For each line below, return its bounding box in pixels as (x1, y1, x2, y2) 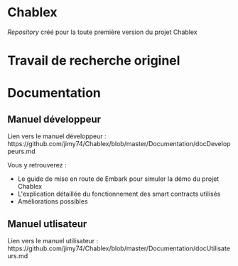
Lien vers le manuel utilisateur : (7, 236, 99, 245)
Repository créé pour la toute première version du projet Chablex (7, 28, 198, 36)
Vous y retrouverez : (7, 161, 67, 170)
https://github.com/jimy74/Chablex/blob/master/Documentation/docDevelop (7, 140, 231, 148)
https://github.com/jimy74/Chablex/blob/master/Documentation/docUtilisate (7, 244, 231, 253)
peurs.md (7, 147, 36, 156)
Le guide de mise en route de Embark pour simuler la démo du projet (17, 174, 220, 183)
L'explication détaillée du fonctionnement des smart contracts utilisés (17, 189, 221, 199)
